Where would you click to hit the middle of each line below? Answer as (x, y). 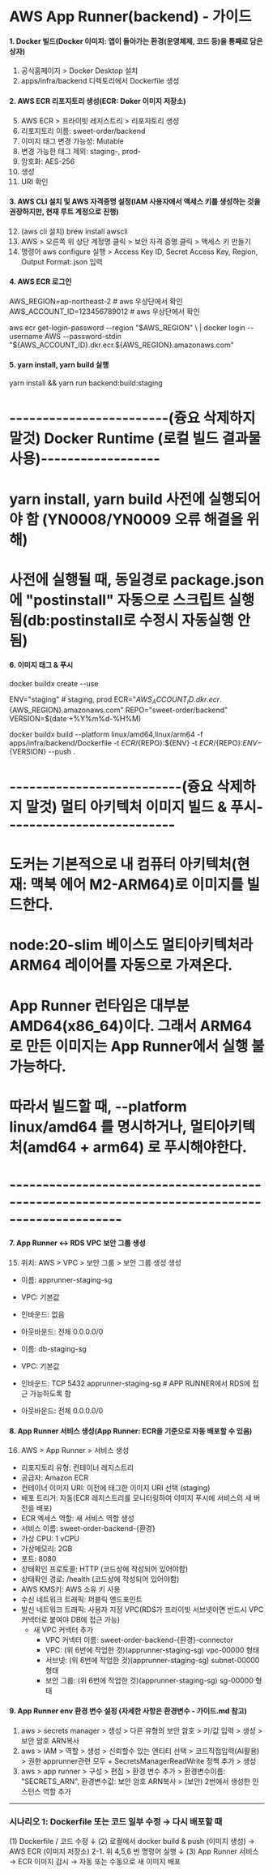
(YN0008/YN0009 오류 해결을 (143, 519)
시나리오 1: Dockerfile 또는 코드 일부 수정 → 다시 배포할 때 (116, 1822)
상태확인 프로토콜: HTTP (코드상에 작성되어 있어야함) (105, 1569)
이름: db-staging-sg (54, 1349)
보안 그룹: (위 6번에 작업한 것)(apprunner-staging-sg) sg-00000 (149, 1681)
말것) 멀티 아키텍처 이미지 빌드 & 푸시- (145, 807)
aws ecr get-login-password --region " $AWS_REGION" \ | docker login (127, 328)
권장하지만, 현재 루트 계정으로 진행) (64, 212)
